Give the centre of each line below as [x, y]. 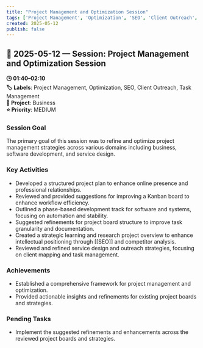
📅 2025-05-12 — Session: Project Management [98, 53]
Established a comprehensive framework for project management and [103, 283]
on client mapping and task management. [67, 255]
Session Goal [26, 128]
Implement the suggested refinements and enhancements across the [102, 332]
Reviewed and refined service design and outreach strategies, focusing [105, 248]
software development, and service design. [61, 154]
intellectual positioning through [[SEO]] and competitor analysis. [96, 241]
